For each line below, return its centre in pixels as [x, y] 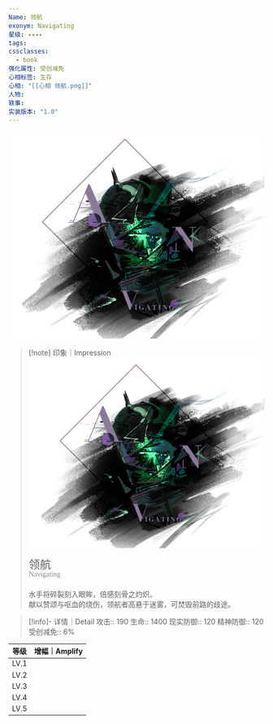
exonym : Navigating [41, 26]
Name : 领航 [26, 17]
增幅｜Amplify [58, 652]
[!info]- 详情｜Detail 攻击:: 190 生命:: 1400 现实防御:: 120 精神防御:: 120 [146, 622]
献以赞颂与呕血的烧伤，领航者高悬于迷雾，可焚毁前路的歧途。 [132, 604]
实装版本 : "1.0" [33, 111]
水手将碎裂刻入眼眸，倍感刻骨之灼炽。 [92, 594]
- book [27, 60]
